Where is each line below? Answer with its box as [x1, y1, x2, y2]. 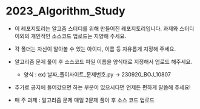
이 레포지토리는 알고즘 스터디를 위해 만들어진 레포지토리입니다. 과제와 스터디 [14, 25, 195, 32]
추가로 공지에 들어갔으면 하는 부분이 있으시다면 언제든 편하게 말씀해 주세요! [14, 83, 192, 91]
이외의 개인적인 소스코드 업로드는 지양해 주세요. [14, 32, 127, 40]
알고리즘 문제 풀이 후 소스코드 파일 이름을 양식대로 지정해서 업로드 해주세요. [14, 58, 193, 65]
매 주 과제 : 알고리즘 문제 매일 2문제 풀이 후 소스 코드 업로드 [14, 96, 155, 104]
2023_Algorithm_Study [5, 4, 125, 18]
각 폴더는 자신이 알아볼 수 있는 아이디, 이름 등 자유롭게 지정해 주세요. [14, 45, 176, 52]
